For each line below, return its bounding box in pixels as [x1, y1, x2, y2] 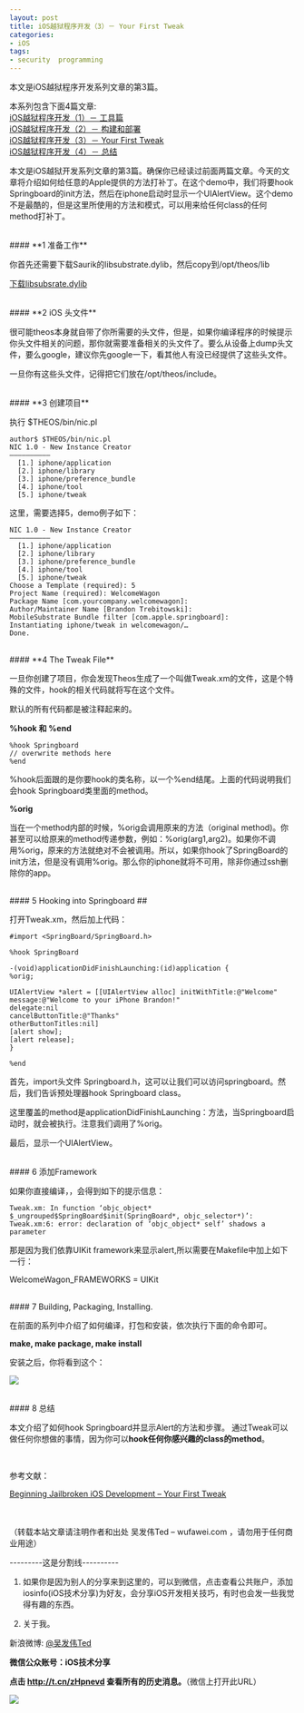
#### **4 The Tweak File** [9, 654, 115, 665]
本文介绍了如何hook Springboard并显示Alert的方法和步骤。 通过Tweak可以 [9, 1422, 289, 1433]
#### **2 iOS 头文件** [9, 308, 97, 318]
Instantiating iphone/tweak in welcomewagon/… [9, 621, 189, 630]
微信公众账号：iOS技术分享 [9, 1657, 111, 1668]
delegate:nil [9, 1003, 59, 1013]
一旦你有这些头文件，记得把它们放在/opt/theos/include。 [9, 368, 222, 379]
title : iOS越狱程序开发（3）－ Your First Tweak [9, 22, 184, 31]
